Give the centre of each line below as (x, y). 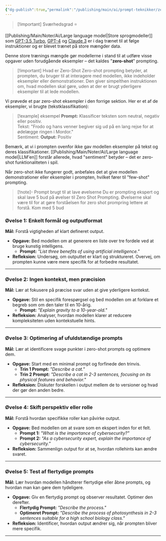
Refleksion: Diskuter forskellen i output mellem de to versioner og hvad (85, 385)
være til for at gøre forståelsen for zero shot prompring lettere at (83, 202)
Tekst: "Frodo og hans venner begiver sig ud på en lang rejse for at (85, 126)
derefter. (21, 502)
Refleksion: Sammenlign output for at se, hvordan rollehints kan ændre (84, 449)
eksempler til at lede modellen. (48, 91)
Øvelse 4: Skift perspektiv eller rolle (49, 407)
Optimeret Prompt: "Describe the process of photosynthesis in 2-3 (88, 513)
